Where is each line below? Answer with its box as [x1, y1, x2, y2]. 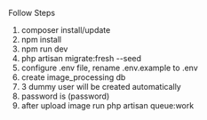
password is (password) [20, 91, 110, 101]
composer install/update [20, 25, 111, 35]
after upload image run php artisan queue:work [20, 100, 195, 110]
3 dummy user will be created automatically [20, 82, 181, 92]
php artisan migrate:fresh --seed [20, 53, 142, 63]
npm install [20, 35, 62, 44]
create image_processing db [20, 72, 126, 83]
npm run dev [20, 44, 68, 54]
